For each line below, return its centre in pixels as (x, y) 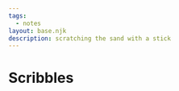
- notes (29, 23)
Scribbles (41, 78)
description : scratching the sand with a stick (90, 38)
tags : (17, 16)
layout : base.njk (37, 31)
